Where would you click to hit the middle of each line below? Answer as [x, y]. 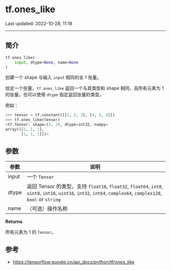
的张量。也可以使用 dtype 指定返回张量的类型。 [55, 95]
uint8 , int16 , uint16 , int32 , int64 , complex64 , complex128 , [94, 193]
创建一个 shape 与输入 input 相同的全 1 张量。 [53, 77]
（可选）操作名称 [47, 208]
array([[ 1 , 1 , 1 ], [25, 129]
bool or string [44, 199]
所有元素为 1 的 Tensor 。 [31, 232]
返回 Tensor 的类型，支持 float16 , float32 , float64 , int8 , [95, 186]
